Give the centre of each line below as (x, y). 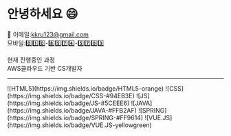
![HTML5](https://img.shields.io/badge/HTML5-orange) (86, 88)
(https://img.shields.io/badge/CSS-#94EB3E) (71, 95)
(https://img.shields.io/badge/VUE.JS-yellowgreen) (80, 125)
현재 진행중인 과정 (31, 60)
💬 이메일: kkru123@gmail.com (48, 34)
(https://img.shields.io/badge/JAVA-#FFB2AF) (72, 110)
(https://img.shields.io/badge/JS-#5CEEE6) (68, 103)
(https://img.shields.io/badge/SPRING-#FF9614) (75, 117)
